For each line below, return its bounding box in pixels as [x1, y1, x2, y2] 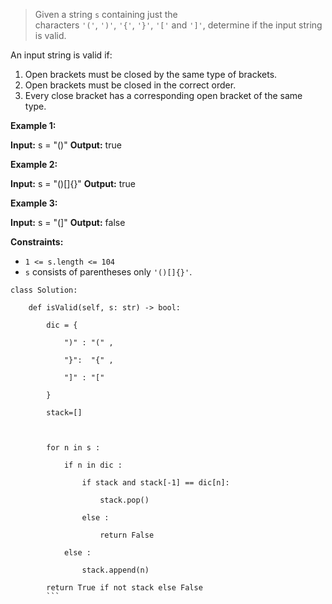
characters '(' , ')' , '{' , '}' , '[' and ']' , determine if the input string [34, 19, 323, 31]
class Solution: [10, 285, 78, 295]
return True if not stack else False [46, 583, 203, 593]
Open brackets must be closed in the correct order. [24, 79, 237, 91]
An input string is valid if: [10, 49, 113, 61]
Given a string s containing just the [34, 9, 178, 20]
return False [99, 530, 155, 540]
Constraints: [10, 236, 64, 248]
